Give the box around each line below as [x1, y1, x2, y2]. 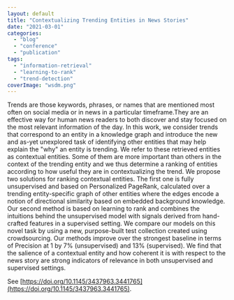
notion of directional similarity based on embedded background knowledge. [7, 197, 226, 206]
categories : [7, 29, 42, 37]
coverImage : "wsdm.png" [7, 82, 77, 89]
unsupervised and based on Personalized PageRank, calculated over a [7, 182, 211, 190]
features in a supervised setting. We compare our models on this [29, 219, 216, 227]
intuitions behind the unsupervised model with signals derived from [7, 212, 201, 220]
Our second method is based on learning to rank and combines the [7, 204, 200, 213]
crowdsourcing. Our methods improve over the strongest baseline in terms [7, 234, 222, 243]
